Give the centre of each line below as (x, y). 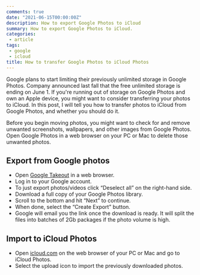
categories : (21, 34)
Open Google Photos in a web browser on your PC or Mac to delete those (97, 135)
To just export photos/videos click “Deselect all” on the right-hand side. (103, 188)
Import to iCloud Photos (52, 239)
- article (21, 40)
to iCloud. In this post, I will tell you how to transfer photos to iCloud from (96, 104)
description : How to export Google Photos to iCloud (74, 23)
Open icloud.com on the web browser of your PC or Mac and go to (97, 253)
